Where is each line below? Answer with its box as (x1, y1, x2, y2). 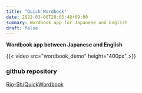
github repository (6, 67, 57, 75)
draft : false (6, 25, 38, 31)
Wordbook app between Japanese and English (6, 41, 123, 48)
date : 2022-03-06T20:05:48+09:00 (6, 14, 88, 20)
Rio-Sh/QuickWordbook (6, 81, 64, 88)
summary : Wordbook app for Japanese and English (6, 19, 128, 25)
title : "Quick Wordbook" (6, 8, 67, 15)
